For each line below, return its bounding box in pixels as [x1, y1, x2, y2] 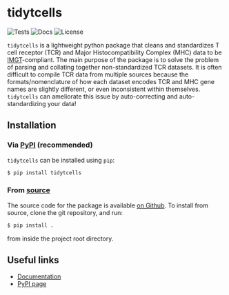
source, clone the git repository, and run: [7, 208, 123, 216]
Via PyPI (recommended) [7, 140, 93, 150]
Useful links [7, 254, 60, 266]
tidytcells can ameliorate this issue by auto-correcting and [7, 92, 178, 101]
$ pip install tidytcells [7, 169, 81, 176]
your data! [47, 99, 77, 108]
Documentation [17, 272, 61, 281]
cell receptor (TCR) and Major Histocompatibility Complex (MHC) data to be [7, 48, 222, 57]
